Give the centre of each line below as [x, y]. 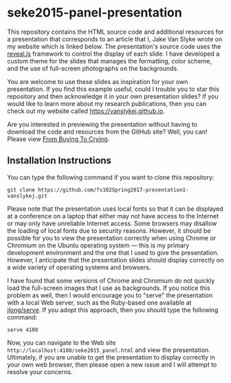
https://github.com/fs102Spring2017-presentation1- [113, 190]
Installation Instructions [59, 161]
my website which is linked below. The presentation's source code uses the [114, 46]
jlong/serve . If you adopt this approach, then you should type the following [113, 310]
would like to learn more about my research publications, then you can [107, 103]
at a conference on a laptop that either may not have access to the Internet [113, 216]
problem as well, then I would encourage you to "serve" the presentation [110, 295]
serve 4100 [23, 330]
